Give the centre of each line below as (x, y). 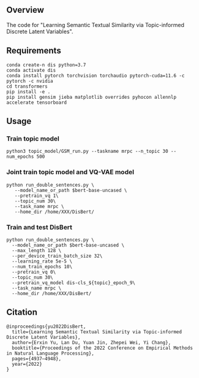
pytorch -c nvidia (30, 81)
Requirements (34, 51)
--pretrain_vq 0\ (34, 272)
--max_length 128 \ (37, 250)
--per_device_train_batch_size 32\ (57, 256)
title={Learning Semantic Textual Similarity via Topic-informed (97, 332)
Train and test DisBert (39, 227)
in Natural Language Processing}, (51, 353)
